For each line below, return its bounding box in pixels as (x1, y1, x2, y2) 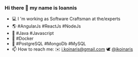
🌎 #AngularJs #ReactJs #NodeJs (11, 23, 81, 29)
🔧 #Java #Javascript (11, 30, 54, 36)
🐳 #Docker (11, 35, 34, 41)
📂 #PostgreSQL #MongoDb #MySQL (11, 41, 87, 47)
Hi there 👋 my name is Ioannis (4, 4, 77, 11)
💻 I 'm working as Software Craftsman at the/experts (11, 16, 121, 22)
